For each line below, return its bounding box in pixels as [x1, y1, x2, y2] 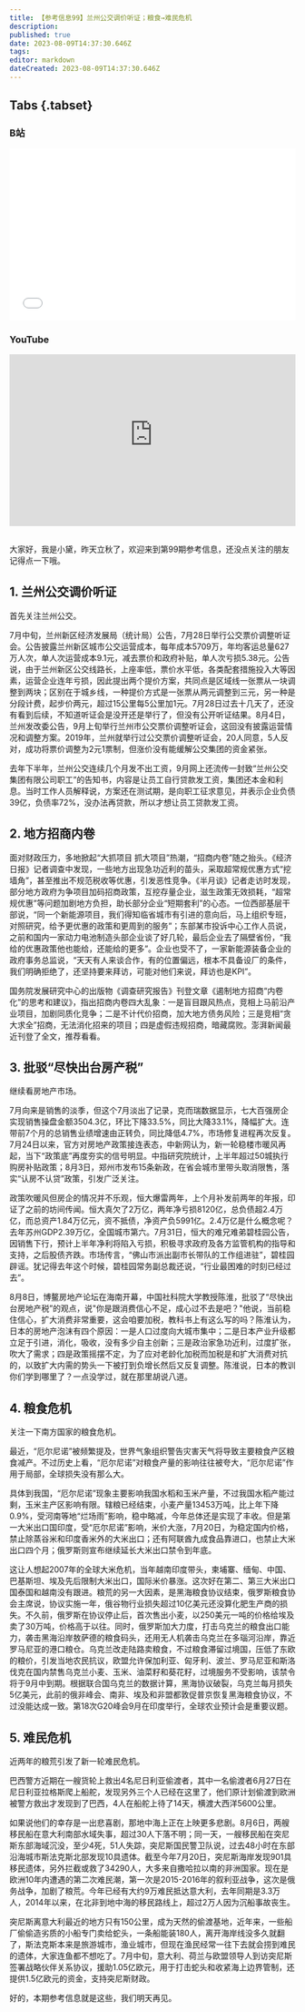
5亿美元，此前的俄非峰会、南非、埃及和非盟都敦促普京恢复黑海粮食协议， [9, 1690, 285, 1701]
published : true [9, 30, 71, 39]
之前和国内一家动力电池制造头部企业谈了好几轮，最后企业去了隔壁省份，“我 [9, 931, 292, 942]
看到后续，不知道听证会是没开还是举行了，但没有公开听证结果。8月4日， [16, 709, 290, 720]
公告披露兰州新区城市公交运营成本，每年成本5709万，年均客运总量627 [25, 641, 290, 652]
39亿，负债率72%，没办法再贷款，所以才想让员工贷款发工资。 [9, 797, 243, 808]
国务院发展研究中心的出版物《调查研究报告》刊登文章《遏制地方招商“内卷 [9, 985, 284, 996]
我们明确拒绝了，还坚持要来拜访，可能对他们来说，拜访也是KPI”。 [9, 966, 257, 977]
